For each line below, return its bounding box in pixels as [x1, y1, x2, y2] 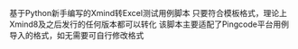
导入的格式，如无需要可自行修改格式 [9, 30, 144, 40]
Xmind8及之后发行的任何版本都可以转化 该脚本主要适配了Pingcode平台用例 [9, 19, 289, 29]
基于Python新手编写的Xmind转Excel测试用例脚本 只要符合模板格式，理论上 [9, 8, 287, 18]
